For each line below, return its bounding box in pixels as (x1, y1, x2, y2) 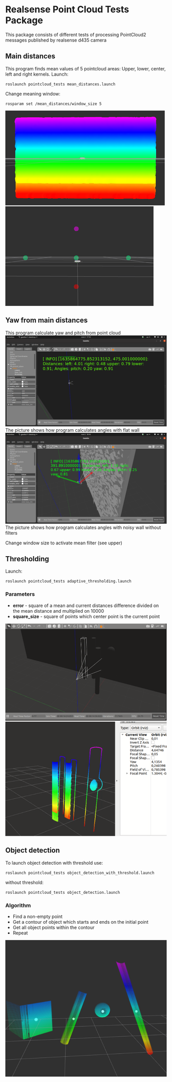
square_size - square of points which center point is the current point (12, 613, 160, 619)
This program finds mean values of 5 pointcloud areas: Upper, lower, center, (5, 65, 166, 71)
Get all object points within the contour (12, 924, 95, 931)
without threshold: (5, 879, 44, 885)
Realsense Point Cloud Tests (5, 4, 130, 15)
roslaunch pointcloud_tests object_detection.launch (5, 890, 120, 895)
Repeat (12, 930, 28, 936)
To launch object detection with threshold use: (5, 859, 103, 866)
